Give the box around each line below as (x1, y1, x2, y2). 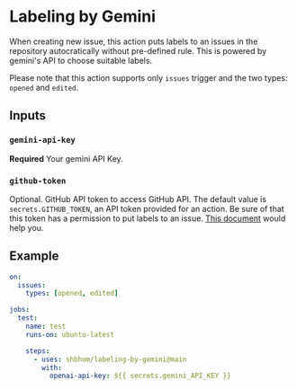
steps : (25, 346, 50, 356)
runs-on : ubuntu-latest (25, 330, 115, 339)
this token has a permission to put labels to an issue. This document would (9, 213, 286, 224)
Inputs (9, 108, 47, 123)
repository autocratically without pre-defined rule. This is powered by (9, 45, 267, 56)
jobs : (9, 305, 30, 314)
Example (9, 249, 59, 264)
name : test (25, 322, 67, 332)
